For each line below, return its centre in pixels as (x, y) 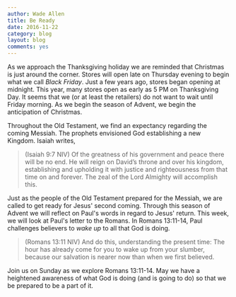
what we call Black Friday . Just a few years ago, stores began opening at (114, 82)
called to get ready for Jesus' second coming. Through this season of (109, 205)
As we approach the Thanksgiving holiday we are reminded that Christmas (116, 67)
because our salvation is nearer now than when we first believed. (119, 257)
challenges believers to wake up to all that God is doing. (89, 228)
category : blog (30, 34)
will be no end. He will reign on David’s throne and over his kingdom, (124, 162)
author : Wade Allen (36, 14)
